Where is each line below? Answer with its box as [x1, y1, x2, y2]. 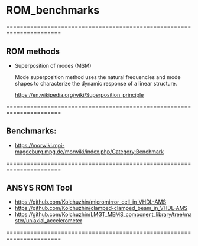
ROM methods [6, 47, 60, 57]
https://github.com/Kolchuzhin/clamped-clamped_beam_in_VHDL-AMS [14, 205, 188, 212]
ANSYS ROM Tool [6, 182, 72, 192]
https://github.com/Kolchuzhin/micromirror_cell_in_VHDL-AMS [14, 198, 167, 205]
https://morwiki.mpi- [14, 142, 65, 149]
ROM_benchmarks [6, 4, 100, 17]
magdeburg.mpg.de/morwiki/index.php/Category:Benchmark [14, 148, 164, 155]
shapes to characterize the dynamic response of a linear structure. [14, 80, 177, 87]
